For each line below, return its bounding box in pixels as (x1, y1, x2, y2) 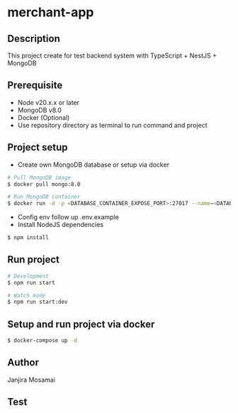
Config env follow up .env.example (17, 213, 119, 221)
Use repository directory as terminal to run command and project (17, 121, 208, 129)
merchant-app (7, 4, 94, 21)
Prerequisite (7, 79, 63, 92)
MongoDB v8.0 (17, 106, 62, 114)
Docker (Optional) (17, 113, 70, 121)
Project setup (7, 141, 69, 153)
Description (7, 33, 60, 45)
